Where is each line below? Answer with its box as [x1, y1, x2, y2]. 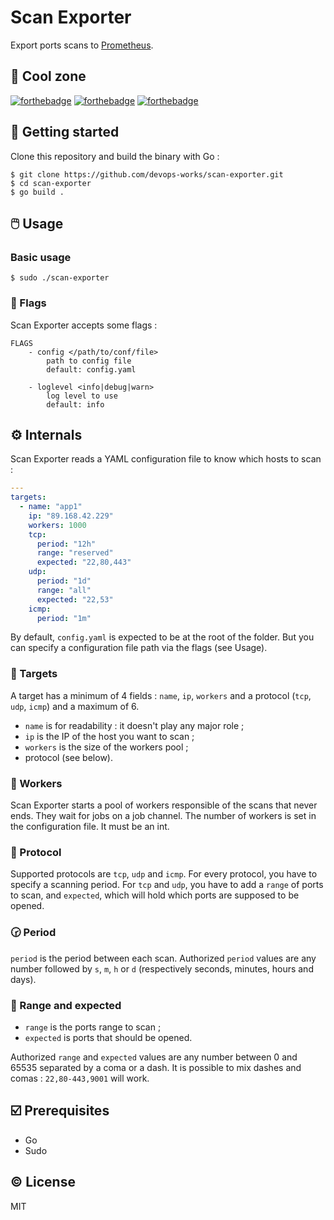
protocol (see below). [24, 751, 113, 763]
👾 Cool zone [10, 68, 87, 85]
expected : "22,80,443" [36, 557, 132, 568]
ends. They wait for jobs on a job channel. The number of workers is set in [10, 810, 317, 822]
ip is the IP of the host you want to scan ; [24, 730, 195, 742]
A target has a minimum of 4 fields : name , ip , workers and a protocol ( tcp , [10, 689, 312, 701]
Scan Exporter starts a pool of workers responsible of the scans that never [10, 799, 318, 811]
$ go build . [10, 187, 65, 197]
